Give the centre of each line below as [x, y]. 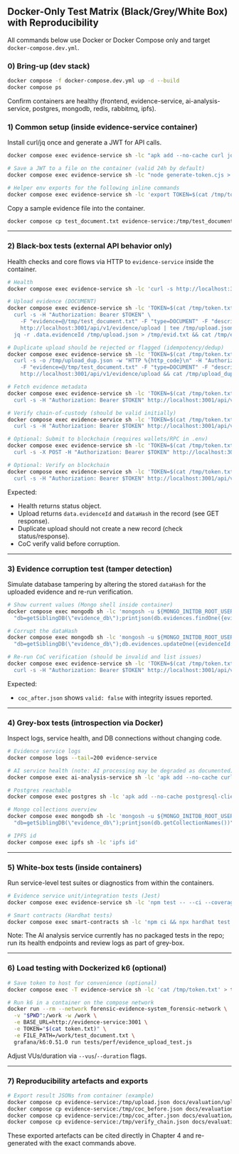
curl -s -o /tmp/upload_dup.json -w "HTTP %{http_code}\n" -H [108, 361]
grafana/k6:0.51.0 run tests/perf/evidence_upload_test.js [103, 1042]
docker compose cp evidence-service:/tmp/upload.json [89, 1102]
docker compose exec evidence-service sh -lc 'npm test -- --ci [105, 902]
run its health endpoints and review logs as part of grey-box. [96, 943]
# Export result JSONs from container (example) [81, 1096]
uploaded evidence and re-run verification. [70, 592]
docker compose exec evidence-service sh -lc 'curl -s [90, 289]
